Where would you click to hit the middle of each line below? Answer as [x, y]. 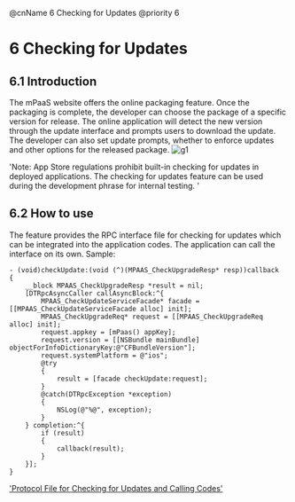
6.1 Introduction [53, 81]
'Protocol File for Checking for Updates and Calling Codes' [116, 488]
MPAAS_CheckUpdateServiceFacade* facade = [120, 301]
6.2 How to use [52, 213]
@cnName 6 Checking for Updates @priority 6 [94, 13]
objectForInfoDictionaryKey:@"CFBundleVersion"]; [103, 348]
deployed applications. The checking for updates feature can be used [136, 176]
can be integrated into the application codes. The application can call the [142, 244]
